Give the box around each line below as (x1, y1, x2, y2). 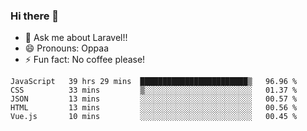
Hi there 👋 (10, 9, 60, 23)
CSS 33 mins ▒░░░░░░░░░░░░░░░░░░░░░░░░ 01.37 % (10, 85, 298, 96)
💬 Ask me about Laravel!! (24, 32, 128, 44)
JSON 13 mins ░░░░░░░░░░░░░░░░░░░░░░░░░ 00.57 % (10, 94, 298, 104)
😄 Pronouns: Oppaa (24, 42, 109, 54)
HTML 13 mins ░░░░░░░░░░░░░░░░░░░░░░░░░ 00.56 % (10, 103, 298, 113)
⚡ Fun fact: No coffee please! (24, 54, 146, 66)
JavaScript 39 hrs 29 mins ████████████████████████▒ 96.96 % (10, 77, 298, 87)
